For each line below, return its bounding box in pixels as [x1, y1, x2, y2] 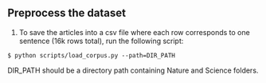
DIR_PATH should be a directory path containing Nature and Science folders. [7, 65, 259, 75]
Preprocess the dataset [7, 6, 127, 20]
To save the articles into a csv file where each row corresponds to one [18, 27, 250, 37]
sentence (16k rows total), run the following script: [18, 36, 184, 45]
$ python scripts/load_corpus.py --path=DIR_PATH [7, 51, 176, 59]
